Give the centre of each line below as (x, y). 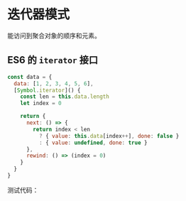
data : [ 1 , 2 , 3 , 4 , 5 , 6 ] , (54, 83)
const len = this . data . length (65, 97)
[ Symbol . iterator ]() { (47, 90)
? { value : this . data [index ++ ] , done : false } (109, 136)
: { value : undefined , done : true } (93, 143)
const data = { (30, 77)
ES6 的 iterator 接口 (53, 60)
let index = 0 (41, 104)
